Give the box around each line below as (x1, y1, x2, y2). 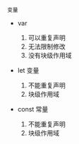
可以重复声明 (28, 34, 66, 42)
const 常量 (17, 105, 49, 113)
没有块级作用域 (28, 52, 72, 59)
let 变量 (17, 66, 39, 74)
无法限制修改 (28, 42, 66, 51)
